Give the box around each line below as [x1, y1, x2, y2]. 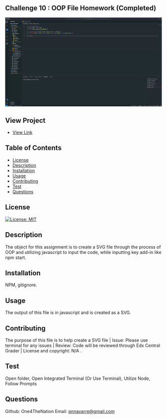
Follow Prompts [5, 380, 37, 387]
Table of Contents [5, 144, 62, 152]
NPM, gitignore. [5, 282, 37, 288]
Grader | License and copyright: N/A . [5, 347, 82, 353]
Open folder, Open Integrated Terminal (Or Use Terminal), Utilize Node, [5, 375, 151, 381]
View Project [5, 116, 46, 125]
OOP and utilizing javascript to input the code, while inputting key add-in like [5, 249, 162, 255]
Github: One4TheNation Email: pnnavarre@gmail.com [5, 408, 115, 414]
